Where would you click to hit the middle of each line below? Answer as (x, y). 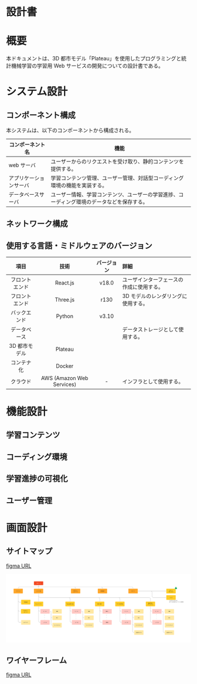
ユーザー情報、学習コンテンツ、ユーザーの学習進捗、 (115, 195)
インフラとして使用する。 (153, 381)
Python (64, 316)
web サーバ (22, 165)
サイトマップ (29, 551)
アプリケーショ (27, 178)
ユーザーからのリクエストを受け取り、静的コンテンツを (117, 161)
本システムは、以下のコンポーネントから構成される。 (70, 130)
